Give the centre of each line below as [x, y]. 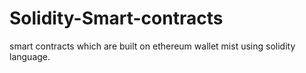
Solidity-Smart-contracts [116, 18]
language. [30, 56]
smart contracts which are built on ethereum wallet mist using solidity [152, 46]
